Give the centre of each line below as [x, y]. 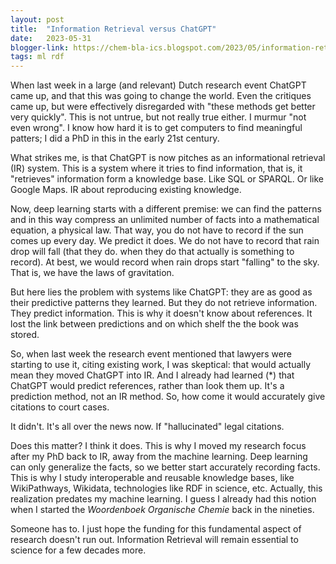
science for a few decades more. [78, 550]
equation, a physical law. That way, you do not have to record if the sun [157, 230]
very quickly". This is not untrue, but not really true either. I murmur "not [158, 117]
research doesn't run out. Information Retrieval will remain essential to [154, 540]
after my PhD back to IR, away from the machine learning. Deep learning [159, 457]
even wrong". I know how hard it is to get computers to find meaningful [156, 128]
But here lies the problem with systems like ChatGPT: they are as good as [161, 292]
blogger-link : [40, 47]
